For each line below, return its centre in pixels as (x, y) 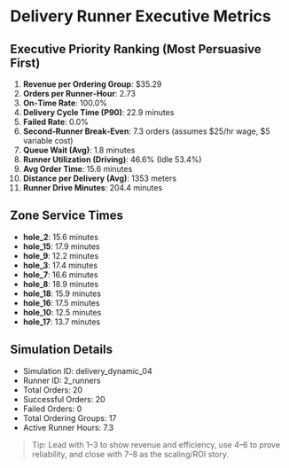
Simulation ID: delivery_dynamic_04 (88, 370)
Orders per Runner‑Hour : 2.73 (79, 94)
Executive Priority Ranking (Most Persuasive (136, 49)
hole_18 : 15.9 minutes (62, 293)
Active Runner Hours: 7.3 (68, 427)
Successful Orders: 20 (64, 399)
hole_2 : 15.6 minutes (60, 237)
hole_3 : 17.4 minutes (60, 265)
